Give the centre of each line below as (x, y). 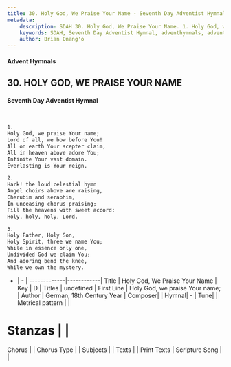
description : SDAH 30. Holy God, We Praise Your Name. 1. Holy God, (120, 26)
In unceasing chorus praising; (52, 204)
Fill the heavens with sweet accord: (61, 210)
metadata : (21, 20)
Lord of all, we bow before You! (55, 140)
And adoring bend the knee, (47, 261)
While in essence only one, (47, 248)
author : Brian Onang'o (52, 39)
